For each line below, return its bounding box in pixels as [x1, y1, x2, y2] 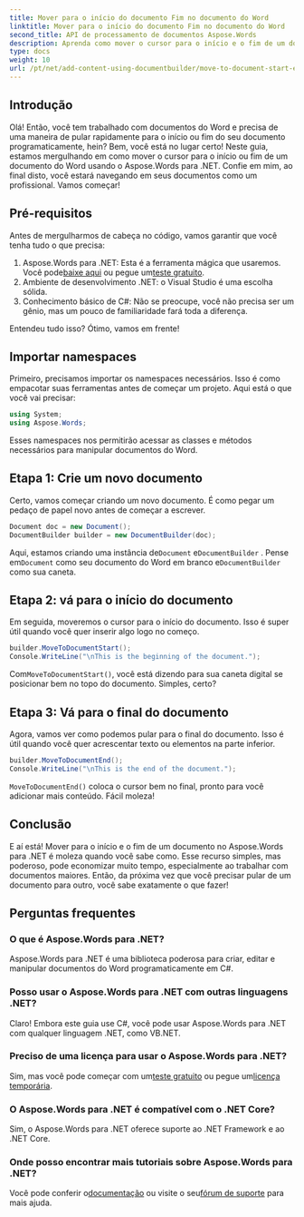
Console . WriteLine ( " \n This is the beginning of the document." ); [9, 653, 261, 662]
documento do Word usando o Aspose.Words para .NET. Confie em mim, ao [9, 160, 293, 171]
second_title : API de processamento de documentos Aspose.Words [9, 30, 257, 39]
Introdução [9, 97, 73, 113]
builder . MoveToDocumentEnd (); [9, 756, 124, 765]
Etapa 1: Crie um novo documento [9, 471, 204, 486]
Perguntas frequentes [9, 905, 136, 921]
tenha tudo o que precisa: [9, 240, 106, 250]
